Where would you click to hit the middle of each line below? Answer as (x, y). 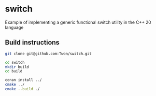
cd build (14, 71)
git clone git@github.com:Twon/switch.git (48, 54)
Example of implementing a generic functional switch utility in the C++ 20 (78, 22)
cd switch (15, 62)
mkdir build (17, 67)
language (14, 27)
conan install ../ (23, 80)
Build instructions (32, 43)
